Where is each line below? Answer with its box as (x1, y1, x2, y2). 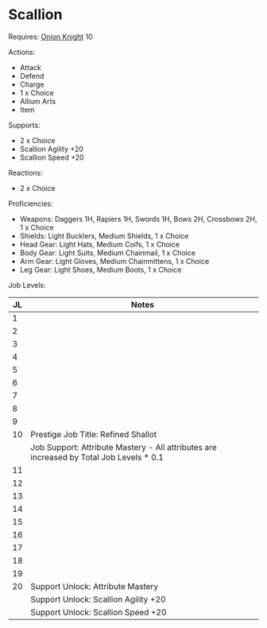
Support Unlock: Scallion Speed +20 (30, 607, 167, 618)
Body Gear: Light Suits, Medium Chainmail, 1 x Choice (19, 248, 196, 258)
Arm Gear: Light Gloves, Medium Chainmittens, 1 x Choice (19, 256, 210, 266)
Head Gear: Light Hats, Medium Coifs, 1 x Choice (19, 239, 180, 249)
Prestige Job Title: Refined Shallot (30, 428, 157, 440)
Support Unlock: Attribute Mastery (30, 580, 159, 591)
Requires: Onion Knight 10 (8, 32, 93, 41)
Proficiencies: (8, 199, 53, 208)
